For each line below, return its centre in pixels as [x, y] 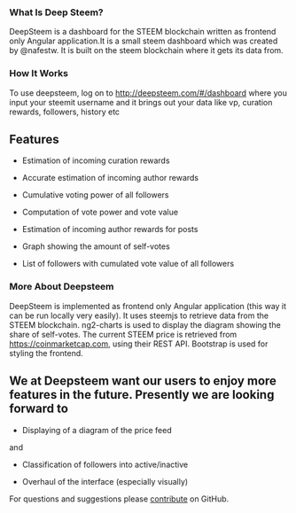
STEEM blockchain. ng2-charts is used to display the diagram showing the [145, 324]
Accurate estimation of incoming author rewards [110, 178]
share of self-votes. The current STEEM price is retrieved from [123, 334]
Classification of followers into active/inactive [105, 464]
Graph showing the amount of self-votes [96, 246]
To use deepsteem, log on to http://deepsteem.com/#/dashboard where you [148, 93]
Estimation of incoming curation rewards [96, 160]
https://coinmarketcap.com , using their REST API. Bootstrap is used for [139, 344]
